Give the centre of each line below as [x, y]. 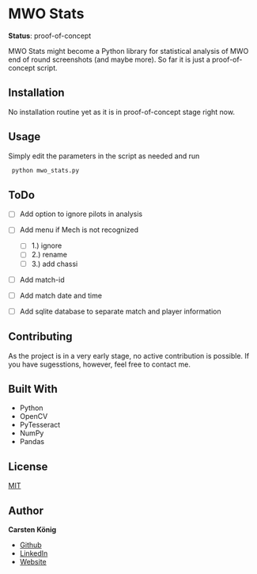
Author [26, 510]
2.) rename [49, 255]
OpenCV [34, 416]
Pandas [32, 442]
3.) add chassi [55, 264]
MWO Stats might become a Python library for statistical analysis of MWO [128, 51]
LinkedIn [34, 553]
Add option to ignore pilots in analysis [81, 214]
